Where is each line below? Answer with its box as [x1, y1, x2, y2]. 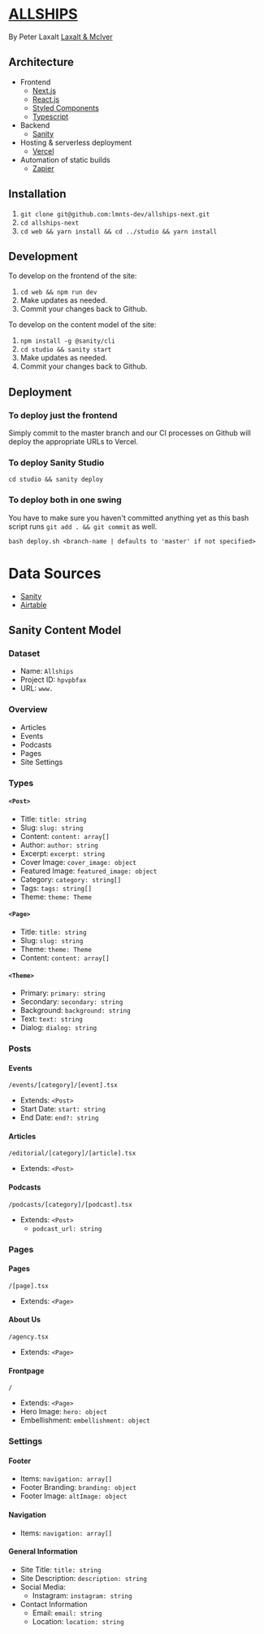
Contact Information [19, 1599, 88, 1609]
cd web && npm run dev [19, 288, 97, 297]
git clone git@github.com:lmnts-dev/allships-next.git [19, 210, 210, 218]
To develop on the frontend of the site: [8, 271, 137, 281]
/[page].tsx [8, 1282, 49, 1290]
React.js [32, 94, 59, 104]
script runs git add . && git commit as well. [8, 522, 158, 531]
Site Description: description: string [19, 1573, 148, 1583]
